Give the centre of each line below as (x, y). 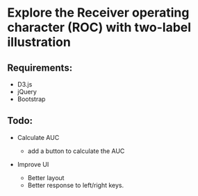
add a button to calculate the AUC (76, 151)
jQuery (27, 92)
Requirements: (40, 68)
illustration (39, 42)
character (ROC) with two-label (99, 27)
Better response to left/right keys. (76, 185)
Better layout (46, 177)
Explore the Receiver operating (98, 13)
